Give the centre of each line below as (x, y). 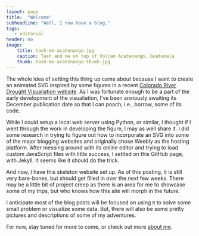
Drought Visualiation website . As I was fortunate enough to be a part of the (98, 91)
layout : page (22, 12)
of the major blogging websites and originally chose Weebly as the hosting (98, 141)
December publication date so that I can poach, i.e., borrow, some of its (94, 104)
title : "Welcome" (29, 17)
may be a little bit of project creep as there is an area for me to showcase (96, 184)
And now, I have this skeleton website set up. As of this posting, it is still (94, 171)
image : (14, 45)
